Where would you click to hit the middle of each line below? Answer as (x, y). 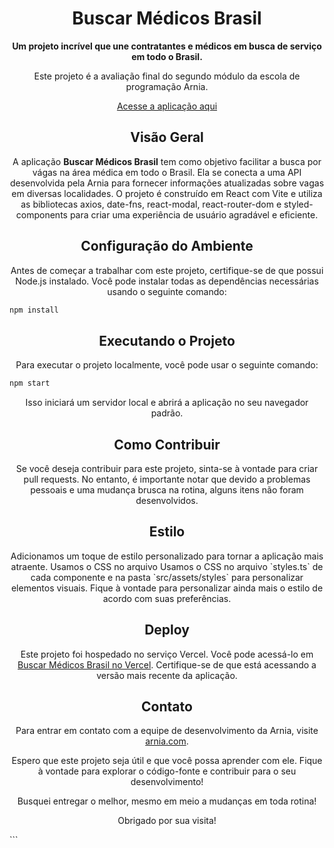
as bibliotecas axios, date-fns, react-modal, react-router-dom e (151, 204)
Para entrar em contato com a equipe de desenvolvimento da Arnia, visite (167, 731)
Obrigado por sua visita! (167, 821)
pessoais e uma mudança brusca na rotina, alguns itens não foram (167, 489)
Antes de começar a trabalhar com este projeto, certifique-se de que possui (167, 270)
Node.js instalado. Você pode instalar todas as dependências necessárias (167, 281)
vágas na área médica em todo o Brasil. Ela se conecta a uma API (167, 172)
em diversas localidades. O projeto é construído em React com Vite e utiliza (167, 193)
